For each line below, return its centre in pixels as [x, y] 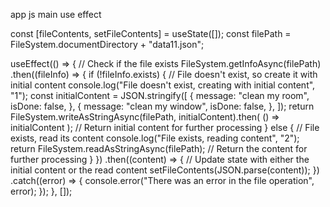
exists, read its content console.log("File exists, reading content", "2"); [155, 138]
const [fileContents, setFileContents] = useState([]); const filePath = [151, 33]
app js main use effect [56, 14]
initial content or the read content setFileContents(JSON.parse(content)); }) [165, 170]
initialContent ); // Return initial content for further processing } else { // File [165, 127]
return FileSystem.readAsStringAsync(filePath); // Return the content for [159, 148]
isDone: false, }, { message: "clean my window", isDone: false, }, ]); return [162, 106]
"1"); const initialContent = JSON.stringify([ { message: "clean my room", [160, 95]
